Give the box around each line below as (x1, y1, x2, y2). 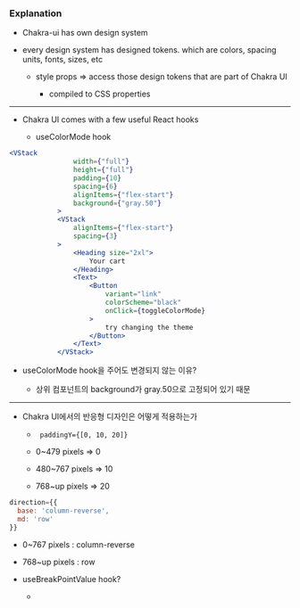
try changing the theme (104, 323, 194, 332)
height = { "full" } (72, 166, 134, 175)
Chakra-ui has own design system (21, 28, 149, 38)
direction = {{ (9, 498, 58, 507)
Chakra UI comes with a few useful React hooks (21, 114, 199, 125)
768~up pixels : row (21, 556, 96, 567)
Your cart (88, 257, 126, 266)
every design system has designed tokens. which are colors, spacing (21, 45, 277, 55)
